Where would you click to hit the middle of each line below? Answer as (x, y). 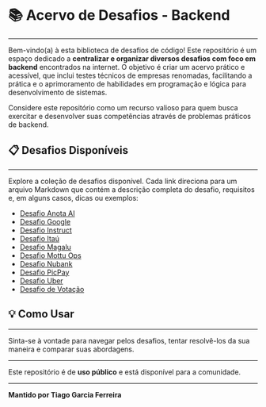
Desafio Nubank (46, 263)
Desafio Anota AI (47, 213)
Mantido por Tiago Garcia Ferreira (65, 394)
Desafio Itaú (39, 238)
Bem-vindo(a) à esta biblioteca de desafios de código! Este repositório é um (133, 50)
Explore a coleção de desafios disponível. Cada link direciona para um (123, 181)
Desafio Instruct (46, 230)
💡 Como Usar (41, 314)
